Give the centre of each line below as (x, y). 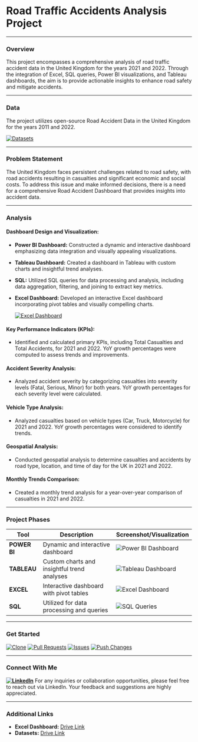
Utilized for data (65, 603)
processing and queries (75, 610)
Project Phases (28, 519)
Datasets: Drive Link (39, 733)
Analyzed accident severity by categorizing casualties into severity (96, 381)
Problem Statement (34, 159)
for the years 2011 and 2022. (41, 127)
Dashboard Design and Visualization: (52, 232)
